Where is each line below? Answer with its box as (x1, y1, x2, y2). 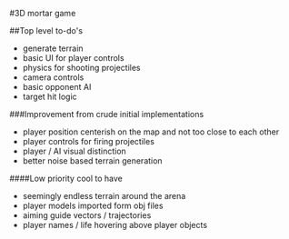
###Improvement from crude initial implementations (9, 109, 204, 119)
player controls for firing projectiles (22, 136, 154, 146)
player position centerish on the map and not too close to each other (22, 126, 280, 137)
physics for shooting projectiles (22, 63, 141, 73)
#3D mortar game (9, 8, 76, 18)
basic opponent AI (22, 82, 92, 92)
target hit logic (22, 91, 77, 102)
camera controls (22, 72, 85, 83)
